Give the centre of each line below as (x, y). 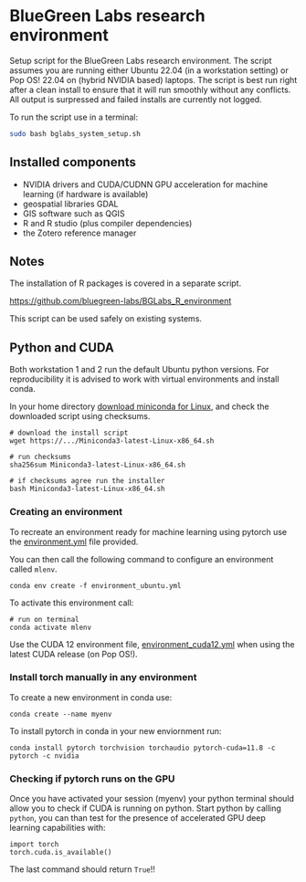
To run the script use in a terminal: (74, 117)
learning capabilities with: (58, 828)
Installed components (73, 162)
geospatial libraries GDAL (70, 204)
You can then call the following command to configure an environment (142, 559)
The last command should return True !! (82, 869)
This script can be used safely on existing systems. (106, 319)
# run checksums (40, 457)
